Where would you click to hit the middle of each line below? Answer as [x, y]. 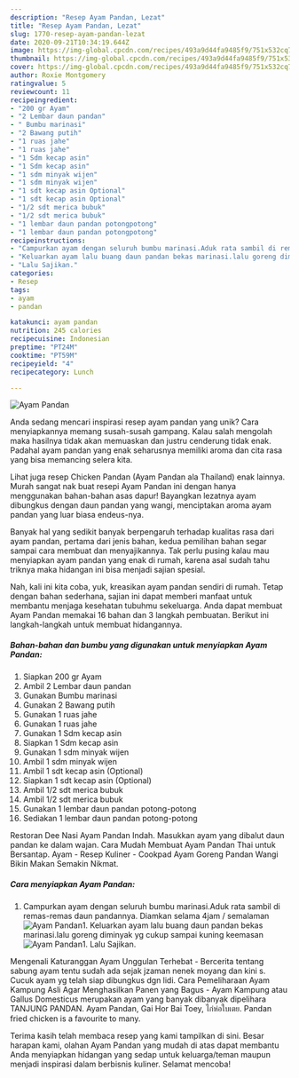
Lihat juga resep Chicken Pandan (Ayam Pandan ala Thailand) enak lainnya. [148, 477]
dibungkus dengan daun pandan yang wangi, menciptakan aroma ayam [141, 505]
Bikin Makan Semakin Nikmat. [64, 864]
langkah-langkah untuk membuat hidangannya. [96, 625]
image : [22, 51]
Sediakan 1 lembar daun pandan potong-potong [110, 819]
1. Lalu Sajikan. [109, 944]
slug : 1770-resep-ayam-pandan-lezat [78, 34]
